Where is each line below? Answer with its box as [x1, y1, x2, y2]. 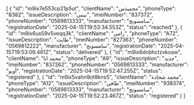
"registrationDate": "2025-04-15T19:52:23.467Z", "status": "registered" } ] [6, 92, 186, 99]
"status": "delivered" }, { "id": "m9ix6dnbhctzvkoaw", [53, 49, 182, 55]
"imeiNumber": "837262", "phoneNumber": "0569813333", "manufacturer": [6, 61, 189, 68]
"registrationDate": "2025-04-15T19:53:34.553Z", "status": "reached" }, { [6, 23, 183, 31]
